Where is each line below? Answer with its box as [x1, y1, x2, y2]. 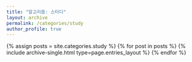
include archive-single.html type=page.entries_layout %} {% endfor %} [6, 49, 186, 57]
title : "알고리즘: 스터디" [6, 9, 66, 15]
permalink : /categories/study [6, 20, 84, 26]
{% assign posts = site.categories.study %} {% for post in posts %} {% [6, 43, 186, 50]
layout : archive [6, 15, 48, 21]
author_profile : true [6, 26, 62, 32]
